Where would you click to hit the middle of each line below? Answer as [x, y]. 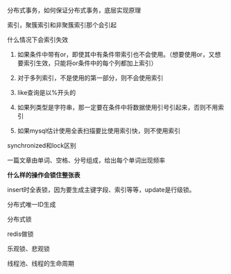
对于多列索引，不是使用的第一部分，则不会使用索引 [90, 78]
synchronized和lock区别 [42, 145]
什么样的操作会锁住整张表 [44, 175]
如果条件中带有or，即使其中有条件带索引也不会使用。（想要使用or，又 [116, 54]
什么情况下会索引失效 [37, 40]
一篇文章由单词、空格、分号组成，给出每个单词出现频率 [86, 160]
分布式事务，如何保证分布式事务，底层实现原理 [74, 10]
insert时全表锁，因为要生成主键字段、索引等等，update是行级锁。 [101, 190]
